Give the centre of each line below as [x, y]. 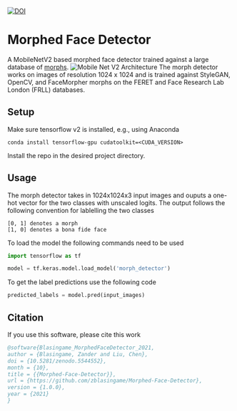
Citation [26, 317]
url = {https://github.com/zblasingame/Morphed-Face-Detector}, [105, 381]
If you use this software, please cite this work [74, 334]
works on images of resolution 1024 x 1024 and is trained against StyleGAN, [119, 74]
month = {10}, [29, 368]
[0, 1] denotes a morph [43, 223]
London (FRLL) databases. [46, 90]
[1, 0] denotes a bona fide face [57, 229]
